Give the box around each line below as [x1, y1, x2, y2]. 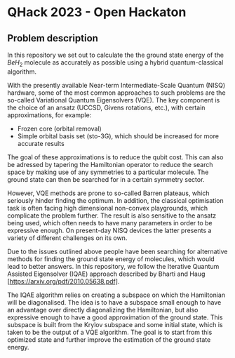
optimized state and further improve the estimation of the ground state [7, 335, 211, 344]
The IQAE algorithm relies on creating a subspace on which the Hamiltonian [7, 291, 226, 299]
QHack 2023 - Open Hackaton [7, 4, 187, 20]
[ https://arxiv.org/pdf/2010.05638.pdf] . [7, 277, 120, 285]
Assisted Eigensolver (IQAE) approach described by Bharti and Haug [7, 270, 206, 278]
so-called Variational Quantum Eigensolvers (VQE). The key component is [7, 95, 220, 104]
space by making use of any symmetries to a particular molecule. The [7, 168, 209, 176]
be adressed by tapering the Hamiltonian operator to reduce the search [7, 160, 213, 168]
